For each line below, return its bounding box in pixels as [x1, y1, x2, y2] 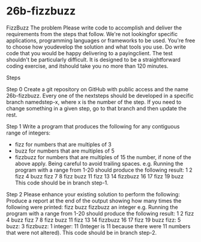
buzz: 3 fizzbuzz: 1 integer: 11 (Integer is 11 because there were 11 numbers [6, 222, 191, 229]
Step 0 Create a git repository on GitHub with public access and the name [6, 85, 189, 92]
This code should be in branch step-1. [14, 179, 109, 186]
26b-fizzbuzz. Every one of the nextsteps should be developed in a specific [6, 92, 194, 99]
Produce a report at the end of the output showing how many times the [6, 197, 182, 204]
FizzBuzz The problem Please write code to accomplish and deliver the [6, 24, 182, 31]
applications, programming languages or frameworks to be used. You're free [6, 37, 196, 44]
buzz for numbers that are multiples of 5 [14, 147, 115, 154]
